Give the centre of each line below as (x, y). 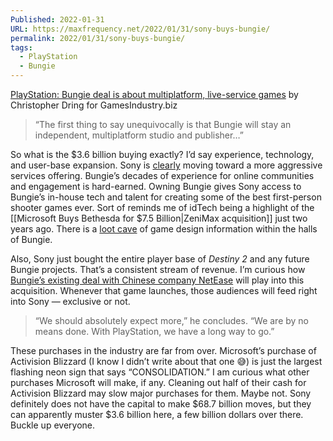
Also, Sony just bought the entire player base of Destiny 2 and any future (160, 259)
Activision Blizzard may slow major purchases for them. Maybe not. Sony (161, 393)
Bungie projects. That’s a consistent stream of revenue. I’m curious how (158, 269)
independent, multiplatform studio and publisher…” (139, 135)
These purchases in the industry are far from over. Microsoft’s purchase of (163, 350)
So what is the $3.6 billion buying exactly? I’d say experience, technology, (162, 154)
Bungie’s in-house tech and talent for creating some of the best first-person (166, 197)
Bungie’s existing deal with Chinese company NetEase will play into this (157, 280)
